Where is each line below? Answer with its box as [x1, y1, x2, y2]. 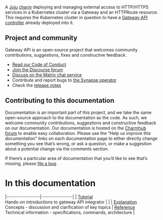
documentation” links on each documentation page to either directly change [5, 135, 158, 141]
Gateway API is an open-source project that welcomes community [5, 46, 138, 53]
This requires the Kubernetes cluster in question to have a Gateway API [5, 15, 148, 20]
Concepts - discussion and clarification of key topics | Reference [5, 204, 135, 210]
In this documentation [5, 177, 96, 189]
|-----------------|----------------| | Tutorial [5, 194, 93, 199]
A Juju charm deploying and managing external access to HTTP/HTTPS [5, 4, 149, 10]
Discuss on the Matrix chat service [12, 72, 82, 78]
